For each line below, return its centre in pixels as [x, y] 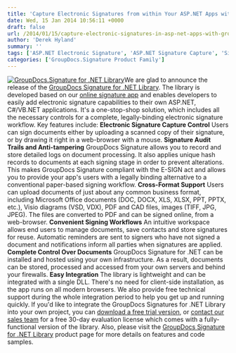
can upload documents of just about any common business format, [104, 192]
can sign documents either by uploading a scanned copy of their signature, [116, 132]
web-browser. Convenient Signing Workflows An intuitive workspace [109, 222]
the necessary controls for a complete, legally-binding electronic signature [115, 117]
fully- [212, 319]
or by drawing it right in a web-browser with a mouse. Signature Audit [109, 140]
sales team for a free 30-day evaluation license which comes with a [105, 319]
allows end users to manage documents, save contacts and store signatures [118, 229]
